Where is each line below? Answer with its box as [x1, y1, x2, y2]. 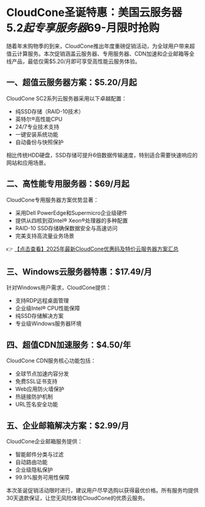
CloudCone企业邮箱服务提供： [6, 438, 83, 445]
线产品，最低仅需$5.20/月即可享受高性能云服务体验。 [6, 58, 141, 65]
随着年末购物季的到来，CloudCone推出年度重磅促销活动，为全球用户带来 [6, 42, 190, 50]
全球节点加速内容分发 [15, 370, 69, 377]
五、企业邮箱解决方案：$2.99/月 [6, 420, 129, 430]
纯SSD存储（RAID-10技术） [15, 108, 84, 115]
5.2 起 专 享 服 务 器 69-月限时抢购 [6, 21, 160, 35]
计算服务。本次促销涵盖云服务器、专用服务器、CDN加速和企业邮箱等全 [16, 50, 195, 57]
